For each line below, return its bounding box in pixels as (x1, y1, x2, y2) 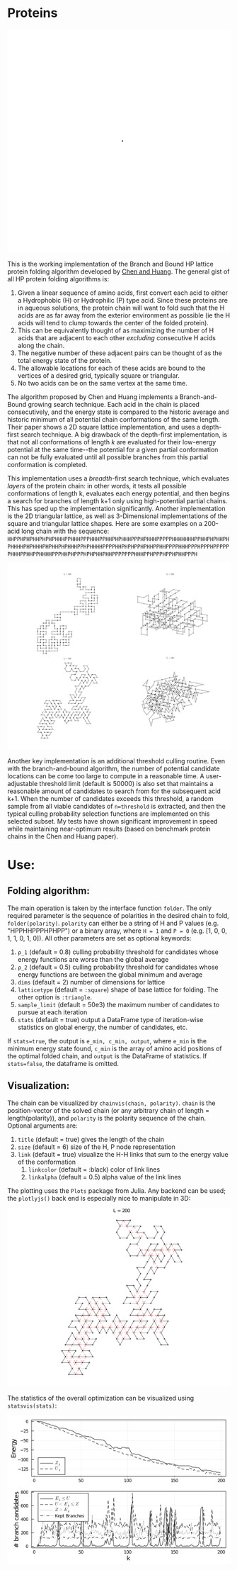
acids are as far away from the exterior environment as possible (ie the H (17, 310, 231, 320)
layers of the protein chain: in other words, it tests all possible (7, 481, 187, 490)
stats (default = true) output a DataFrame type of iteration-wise (17, 1015, 204, 1024)
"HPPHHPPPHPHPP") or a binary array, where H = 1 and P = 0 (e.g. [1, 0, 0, (7, 926, 228, 935)
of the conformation (17, 1157, 76, 1166)
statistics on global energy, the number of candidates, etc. (17, 1023, 188, 1031)
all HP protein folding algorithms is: (7, 274, 110, 283)
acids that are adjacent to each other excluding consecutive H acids (17, 333, 216, 342)
